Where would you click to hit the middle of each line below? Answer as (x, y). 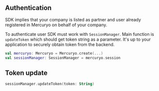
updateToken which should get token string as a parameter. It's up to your (78, 39)
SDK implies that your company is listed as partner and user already (73, 19)
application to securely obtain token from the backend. (60, 44)
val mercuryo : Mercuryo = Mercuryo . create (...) (54, 53)
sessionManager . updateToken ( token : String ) (50, 84)
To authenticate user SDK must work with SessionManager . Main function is (79, 34)
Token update (26, 73)
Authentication (28, 8)
